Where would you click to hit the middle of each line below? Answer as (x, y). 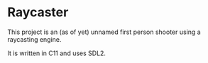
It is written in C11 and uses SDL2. (57, 53)
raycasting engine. (34, 39)
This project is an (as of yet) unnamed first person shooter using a (104, 32)
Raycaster (38, 12)
